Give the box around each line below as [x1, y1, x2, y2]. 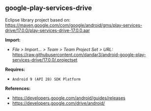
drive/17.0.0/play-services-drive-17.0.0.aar [5, 27, 90, 33]
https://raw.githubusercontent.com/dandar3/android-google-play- [12, 52, 146, 57]
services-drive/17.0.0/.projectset [12, 56, 77, 63]
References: [5, 85, 31, 91]
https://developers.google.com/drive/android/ [12, 100, 105, 106]
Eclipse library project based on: [5, 17, 71, 23]
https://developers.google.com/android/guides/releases [12, 95, 126, 101]
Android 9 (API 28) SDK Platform [12, 77, 81, 82]
